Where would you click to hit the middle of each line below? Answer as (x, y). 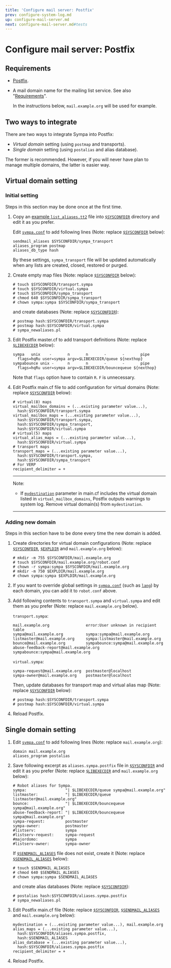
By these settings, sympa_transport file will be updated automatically (84, 260)
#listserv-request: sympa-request (54, 835)
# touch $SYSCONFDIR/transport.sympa (53, 284)
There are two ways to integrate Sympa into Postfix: (60, 134)
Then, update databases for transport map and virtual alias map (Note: (87, 685)
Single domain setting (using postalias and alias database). (75, 150)
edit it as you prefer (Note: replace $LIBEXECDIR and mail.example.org (85, 771)
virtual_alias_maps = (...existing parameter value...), (74, 437)
